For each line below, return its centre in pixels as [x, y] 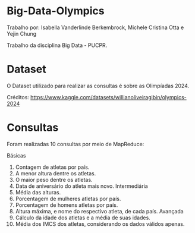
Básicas [16, 155]
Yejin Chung [22, 33]
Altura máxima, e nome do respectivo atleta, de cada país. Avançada [99, 211]
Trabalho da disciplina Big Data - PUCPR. [57, 45]
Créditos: [18, 97]
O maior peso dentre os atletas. [54, 180]
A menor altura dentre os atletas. [56, 173]
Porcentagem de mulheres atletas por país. [68, 199]
